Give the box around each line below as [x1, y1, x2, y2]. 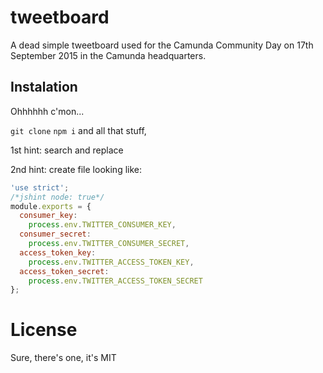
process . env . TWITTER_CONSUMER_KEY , [28, 220, 177, 230]
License [10, 319, 78, 341]
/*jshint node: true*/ [10, 192, 105, 202]
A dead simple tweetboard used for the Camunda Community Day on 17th [10, 39, 314, 51]
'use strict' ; [10, 182, 70, 193]
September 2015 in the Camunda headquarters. [10, 49, 207, 61]
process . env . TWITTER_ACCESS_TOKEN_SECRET [28, 276, 203, 286]
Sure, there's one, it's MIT [10, 352, 117, 364]
